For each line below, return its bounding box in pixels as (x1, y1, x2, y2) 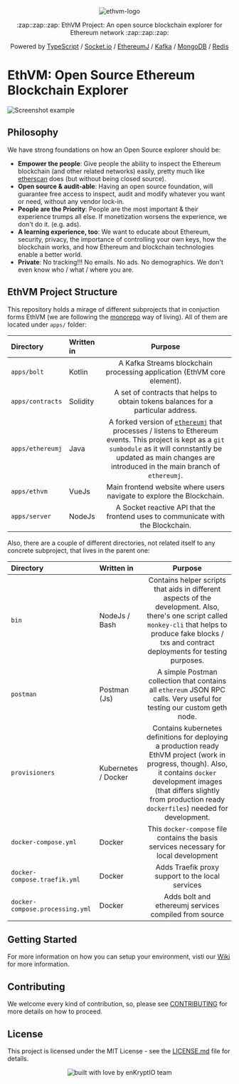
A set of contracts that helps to (114, 387, 218, 397)
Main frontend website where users (106, 481, 225, 491)
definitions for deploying (147, 732, 228, 742)
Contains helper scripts (148, 575, 226, 585)
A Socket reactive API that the (115, 502, 216, 512)
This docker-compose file (147, 824, 228, 834)
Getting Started (7, 934, 78, 946)
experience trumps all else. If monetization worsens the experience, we (17, 212, 228, 220)
